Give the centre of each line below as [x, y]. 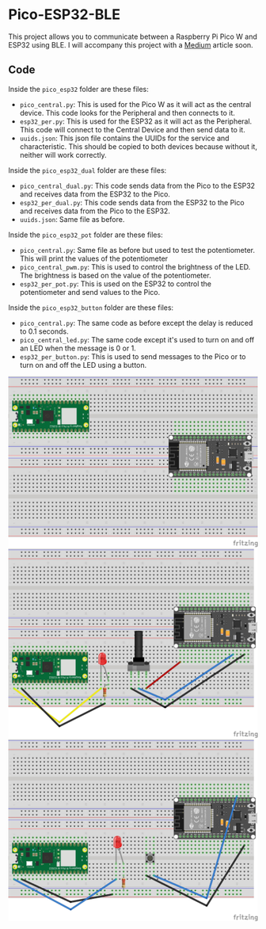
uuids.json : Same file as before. [72, 219]
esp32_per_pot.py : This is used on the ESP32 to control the [116, 284]
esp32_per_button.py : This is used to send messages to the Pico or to [133, 356]
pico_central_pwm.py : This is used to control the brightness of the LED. [135, 266]
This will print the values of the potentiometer [94, 258]
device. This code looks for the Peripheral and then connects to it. [127, 113]
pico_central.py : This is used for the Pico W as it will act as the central [135, 104]
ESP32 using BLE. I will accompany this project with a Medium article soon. [131, 44]
